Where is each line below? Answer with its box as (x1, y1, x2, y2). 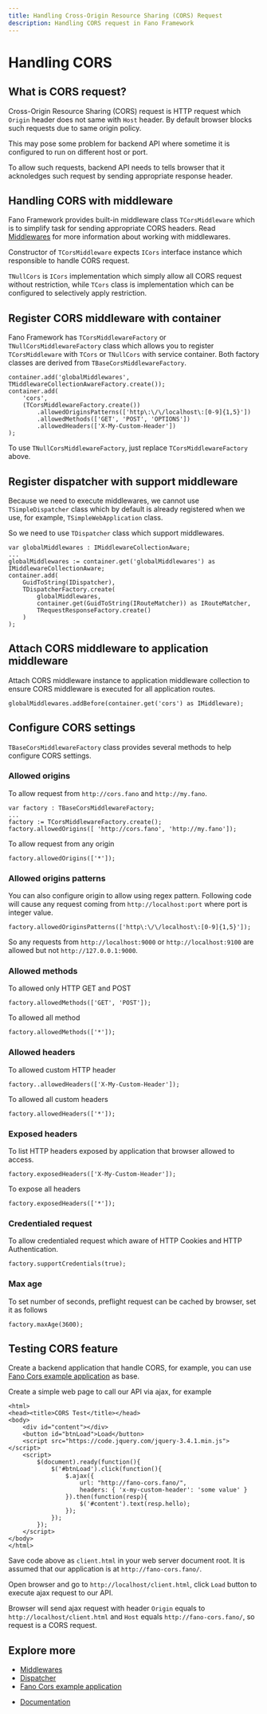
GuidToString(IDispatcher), (22, 579, 116, 586)
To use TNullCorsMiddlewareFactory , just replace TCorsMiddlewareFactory (8, 443, 249, 453)
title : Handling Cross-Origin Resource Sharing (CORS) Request (8, 11, 223, 20)
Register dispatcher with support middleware (8, 475, 238, 488)
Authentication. (8, 1245, 58, 1254)
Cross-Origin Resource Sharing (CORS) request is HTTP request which (8, 106, 241, 116)
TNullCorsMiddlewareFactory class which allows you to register (8, 341, 214, 351)
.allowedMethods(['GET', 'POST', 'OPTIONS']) (37, 415, 191, 423)
